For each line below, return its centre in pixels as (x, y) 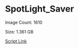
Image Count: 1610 (24, 22)
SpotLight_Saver (40, 9)
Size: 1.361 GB (19, 32)
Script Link (16, 41)
